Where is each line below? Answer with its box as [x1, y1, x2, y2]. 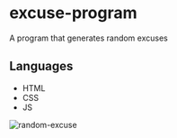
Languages [9, 59, 74, 74]
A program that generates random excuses [9, 32, 168, 43]
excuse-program [9, 3, 137, 23]
